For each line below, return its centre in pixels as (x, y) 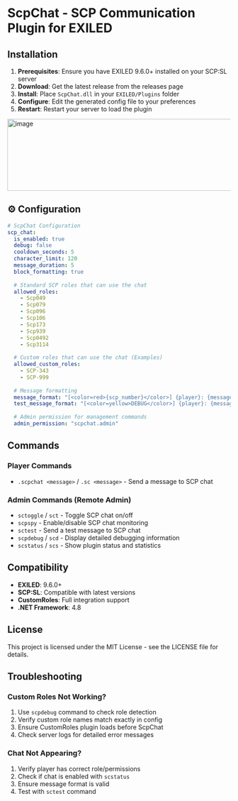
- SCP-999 (35, 377)
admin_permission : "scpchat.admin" (66, 424)
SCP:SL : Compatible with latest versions (76, 592)
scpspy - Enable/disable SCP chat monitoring (83, 522)
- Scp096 (33, 311)
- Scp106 (33, 318)
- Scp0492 (35, 338)
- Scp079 (33, 305)
